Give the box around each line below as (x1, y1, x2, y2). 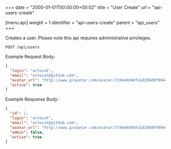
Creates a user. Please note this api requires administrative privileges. (5, 35, 152, 41)
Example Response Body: (5, 96, 59, 102)
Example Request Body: (5, 53, 55, 59)
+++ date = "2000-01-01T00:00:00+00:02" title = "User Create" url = (5, 5, 151, 10)
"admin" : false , (10, 130, 44, 135)
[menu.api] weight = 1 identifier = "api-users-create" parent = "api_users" (5, 20, 160, 25)
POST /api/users (5, 45, 40, 50)
